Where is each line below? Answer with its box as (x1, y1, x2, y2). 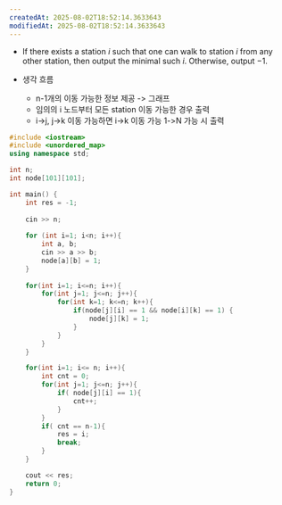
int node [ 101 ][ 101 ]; (9, 174, 87, 183)
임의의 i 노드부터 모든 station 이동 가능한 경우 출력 (35, 103, 210, 114)
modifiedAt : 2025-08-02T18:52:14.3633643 (9, 21, 166, 30)
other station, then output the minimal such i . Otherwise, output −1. (21, 55, 268, 66)
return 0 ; (25, 479, 62, 488)
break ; (56, 438, 82, 447)
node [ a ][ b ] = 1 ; (41, 256, 102, 265)
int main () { (9, 189, 58, 199)
